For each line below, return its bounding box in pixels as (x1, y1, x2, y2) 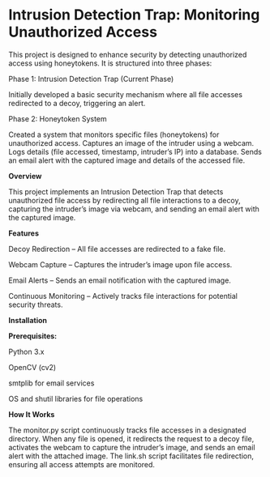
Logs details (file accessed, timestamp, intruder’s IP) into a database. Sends (8, 147, 262, 156)
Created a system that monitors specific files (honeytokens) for (8, 130, 220, 139)
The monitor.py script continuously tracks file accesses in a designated (8, 425, 246, 435)
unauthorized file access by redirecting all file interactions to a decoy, (8, 195, 241, 205)
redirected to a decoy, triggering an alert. (8, 98, 146, 108)
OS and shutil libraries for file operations (8, 394, 144, 403)
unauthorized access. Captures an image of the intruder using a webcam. (8, 138, 255, 147)
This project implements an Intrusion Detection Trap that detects (8, 186, 224, 196)
